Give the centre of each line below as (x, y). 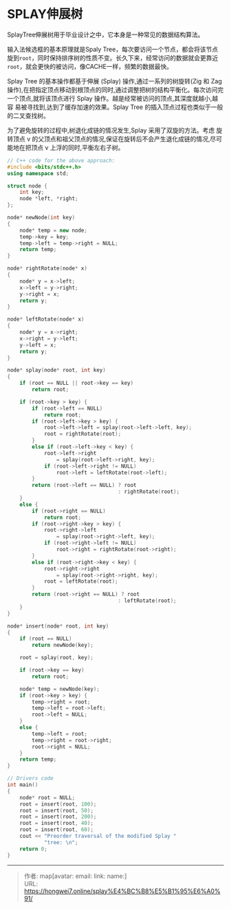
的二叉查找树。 (28, 115)
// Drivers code (30, 779)
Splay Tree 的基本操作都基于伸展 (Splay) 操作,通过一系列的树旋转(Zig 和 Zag (114, 81)
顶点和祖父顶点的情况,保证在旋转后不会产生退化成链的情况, (127, 139)
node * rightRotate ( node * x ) (47, 269)
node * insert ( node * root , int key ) (58, 626)
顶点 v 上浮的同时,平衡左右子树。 (77, 147)
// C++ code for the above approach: (61, 160)
